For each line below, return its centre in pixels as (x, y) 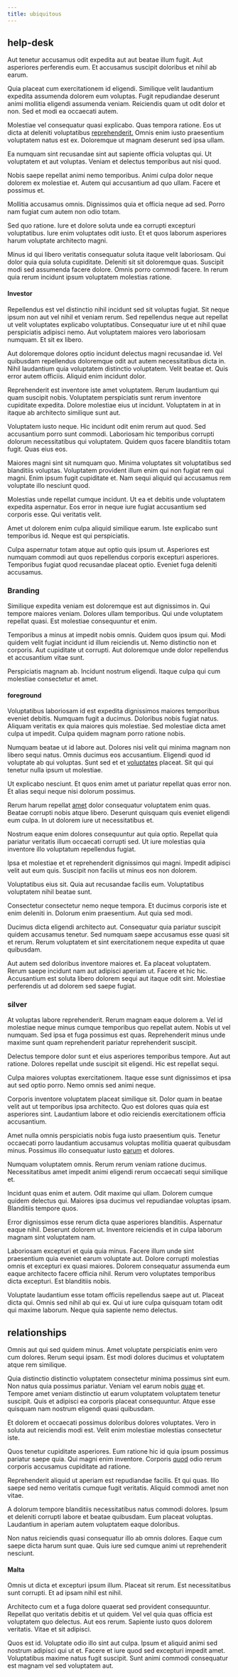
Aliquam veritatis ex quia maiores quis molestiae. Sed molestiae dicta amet (117, 726)
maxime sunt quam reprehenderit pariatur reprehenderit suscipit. (102, 1043)
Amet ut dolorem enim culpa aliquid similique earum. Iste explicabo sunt (113, 528)
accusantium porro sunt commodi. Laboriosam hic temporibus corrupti (111, 434)
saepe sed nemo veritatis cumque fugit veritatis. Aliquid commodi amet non (118, 1488)
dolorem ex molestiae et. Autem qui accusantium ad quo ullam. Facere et (114, 183)
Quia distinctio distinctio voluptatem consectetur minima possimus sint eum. (119, 1379)
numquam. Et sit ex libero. (45, 339)
